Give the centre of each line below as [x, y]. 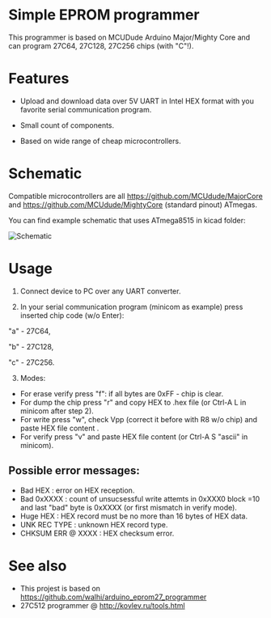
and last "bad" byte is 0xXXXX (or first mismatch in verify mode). [128, 507]
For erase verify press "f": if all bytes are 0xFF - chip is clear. [122, 393]
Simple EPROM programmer [104, 15]
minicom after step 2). [57, 411]
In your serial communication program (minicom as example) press [131, 307]
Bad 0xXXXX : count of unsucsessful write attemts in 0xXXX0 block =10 [140, 498]
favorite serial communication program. [86, 109]
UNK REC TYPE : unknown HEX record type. [94, 524]
